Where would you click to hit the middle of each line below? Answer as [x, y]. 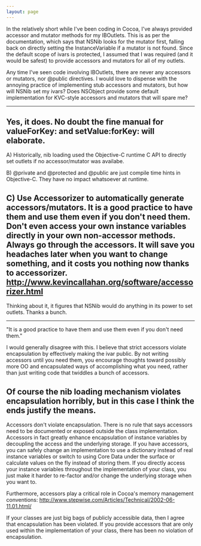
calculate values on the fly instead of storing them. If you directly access [96, 463]
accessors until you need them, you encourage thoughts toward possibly [96, 360]
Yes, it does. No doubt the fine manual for [85, 122]
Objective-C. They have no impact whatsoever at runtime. [77, 179]
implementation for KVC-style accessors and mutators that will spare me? [97, 97]
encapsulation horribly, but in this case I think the [100, 401]
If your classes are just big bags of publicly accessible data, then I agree [95, 518]
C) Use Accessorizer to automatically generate [95, 198]
